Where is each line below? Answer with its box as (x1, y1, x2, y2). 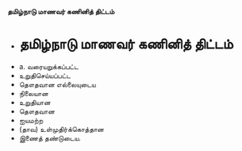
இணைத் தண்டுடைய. (18, 133, 81, 142)
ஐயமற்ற (18, 115, 44, 125)
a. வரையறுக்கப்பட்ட (18, 61, 79, 71)
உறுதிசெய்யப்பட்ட (18, 71, 71, 80)
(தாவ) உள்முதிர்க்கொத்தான (18, 124, 105, 134)
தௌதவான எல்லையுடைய (18, 79, 96, 89)
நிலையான (18, 88, 49, 98)
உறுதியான (18, 97, 51, 106)
